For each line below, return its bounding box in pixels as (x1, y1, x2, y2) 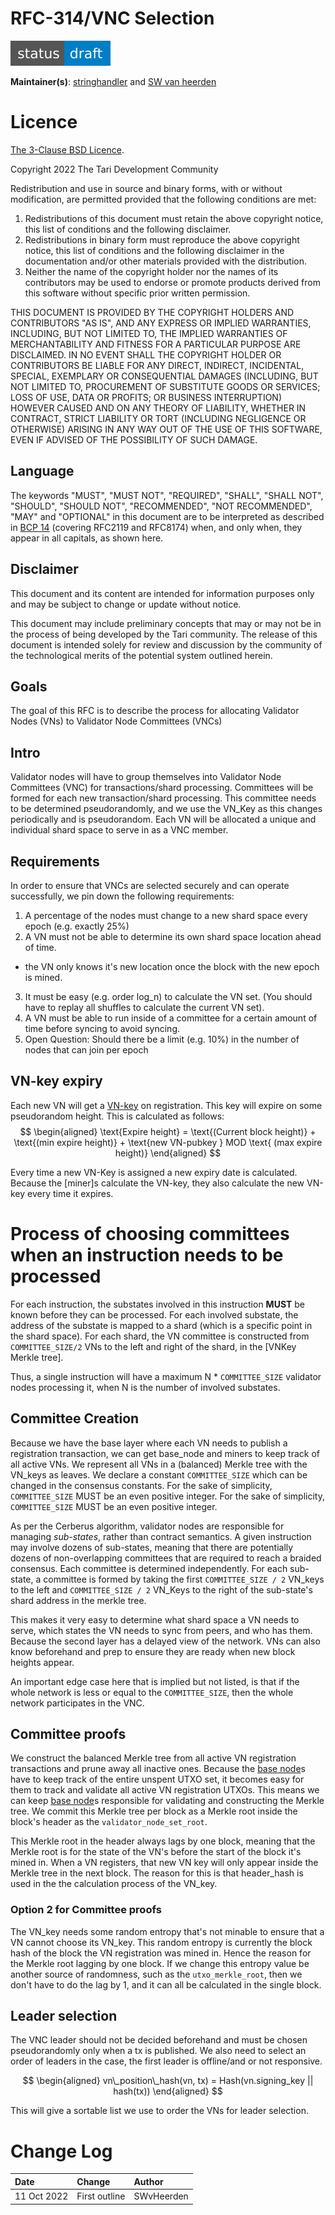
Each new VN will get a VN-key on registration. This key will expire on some (10, 1099, 323, 1111)
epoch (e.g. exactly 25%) (24, 920, 130, 932)
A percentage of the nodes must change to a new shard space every (24, 909, 308, 921)
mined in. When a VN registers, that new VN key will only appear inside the (10, 1857, 319, 1869)
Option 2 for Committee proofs (10, 1903, 162, 1917)
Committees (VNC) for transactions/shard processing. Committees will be (10, 782, 314, 794)
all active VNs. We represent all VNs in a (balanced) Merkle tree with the (10, 1458, 308, 1470)
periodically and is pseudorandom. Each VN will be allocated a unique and (10, 813, 317, 826)
